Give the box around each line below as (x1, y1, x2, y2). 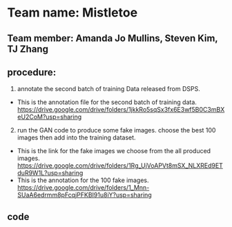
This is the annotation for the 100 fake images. (17, 176, 149, 184)
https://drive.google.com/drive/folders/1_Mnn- (17, 184, 150, 192)
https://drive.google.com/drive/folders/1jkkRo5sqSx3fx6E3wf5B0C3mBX (17, 106, 225, 114)
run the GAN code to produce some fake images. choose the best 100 (17, 126, 216, 135)
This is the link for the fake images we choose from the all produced (17, 147, 211, 155)
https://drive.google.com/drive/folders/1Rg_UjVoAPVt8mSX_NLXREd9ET (17, 161, 223, 170)
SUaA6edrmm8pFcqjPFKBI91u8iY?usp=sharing (17, 191, 152, 199)
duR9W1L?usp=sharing (17, 169, 84, 177)
